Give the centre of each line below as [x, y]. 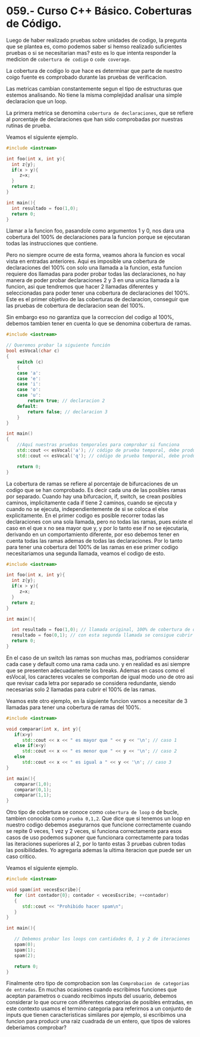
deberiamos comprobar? [36, 1027]
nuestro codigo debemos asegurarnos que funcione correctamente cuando [99, 825]
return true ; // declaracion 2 [66, 401]
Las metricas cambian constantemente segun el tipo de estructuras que [94, 88]
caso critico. [21, 856]
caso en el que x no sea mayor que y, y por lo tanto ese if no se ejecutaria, [98, 528]
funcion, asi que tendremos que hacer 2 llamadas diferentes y [82, 287]
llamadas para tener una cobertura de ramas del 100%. [74, 707]
